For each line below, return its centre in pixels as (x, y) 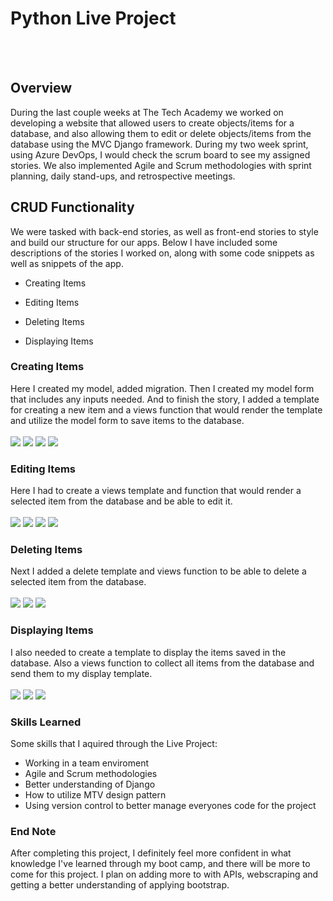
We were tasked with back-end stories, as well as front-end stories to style (164, 231)
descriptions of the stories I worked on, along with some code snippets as (162, 253)
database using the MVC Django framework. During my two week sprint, (159, 144)
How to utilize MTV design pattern (95, 795)
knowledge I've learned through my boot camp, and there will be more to (160, 864)
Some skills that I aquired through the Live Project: (114, 744)
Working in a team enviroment (87, 763)
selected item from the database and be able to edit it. (121, 501)
